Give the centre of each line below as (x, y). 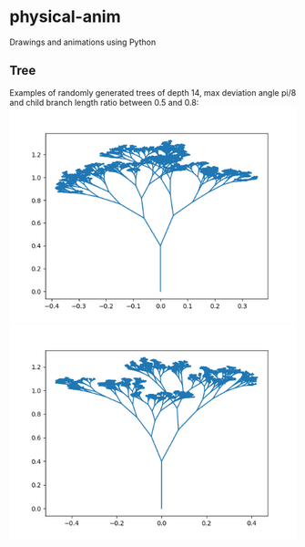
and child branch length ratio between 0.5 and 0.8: (104, 102)
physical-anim (65, 17)
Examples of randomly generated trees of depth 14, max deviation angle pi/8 (153, 92)
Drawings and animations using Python (83, 42)
